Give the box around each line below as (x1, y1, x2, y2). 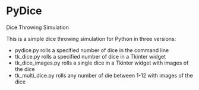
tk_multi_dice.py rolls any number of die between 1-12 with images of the (14, 72, 193, 79)
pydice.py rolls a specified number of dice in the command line (14, 46, 169, 54)
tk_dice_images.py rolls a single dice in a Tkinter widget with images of (14, 59, 189, 66)
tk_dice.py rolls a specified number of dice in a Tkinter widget (14, 53, 166, 60)
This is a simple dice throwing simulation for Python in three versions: (6, 35, 176, 42)
